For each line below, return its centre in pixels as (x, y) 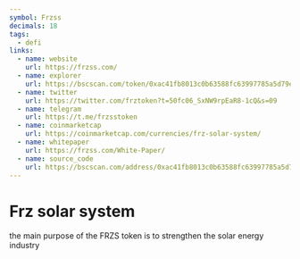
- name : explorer (50, 76)
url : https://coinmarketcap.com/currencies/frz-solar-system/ (143, 134)
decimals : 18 (33, 26)
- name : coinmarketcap (59, 126)
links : (21, 51)
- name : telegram (50, 109)
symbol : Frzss (36, 17)
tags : (19, 34)
